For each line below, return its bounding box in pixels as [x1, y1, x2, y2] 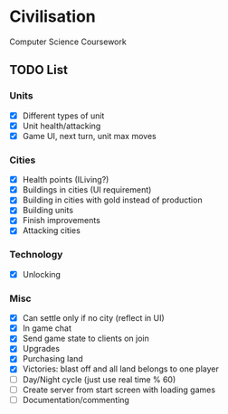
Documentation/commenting [22, 394, 129, 405]
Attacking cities [22, 225, 81, 236]
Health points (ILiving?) [22, 174, 109, 185]
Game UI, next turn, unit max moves [22, 130, 157, 141]
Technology [9, 249, 63, 261]
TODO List [9, 62, 68, 78]
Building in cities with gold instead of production [22, 194, 203, 205]
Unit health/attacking [22, 120, 101, 131]
